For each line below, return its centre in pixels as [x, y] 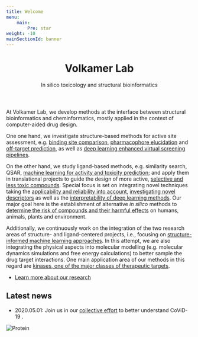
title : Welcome [25, 12]
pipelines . [18, 155]
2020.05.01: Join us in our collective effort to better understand [92, 310]
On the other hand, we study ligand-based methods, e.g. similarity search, [97, 166]
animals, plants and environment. [46, 216]
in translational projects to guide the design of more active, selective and [95, 179]
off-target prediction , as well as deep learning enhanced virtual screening [96, 148]
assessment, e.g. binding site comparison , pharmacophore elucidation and [97, 142]
